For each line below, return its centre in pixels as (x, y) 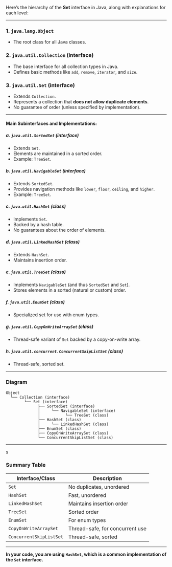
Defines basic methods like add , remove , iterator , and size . (75, 72)
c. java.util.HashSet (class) (36, 206)
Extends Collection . (34, 96)
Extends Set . (27, 148)
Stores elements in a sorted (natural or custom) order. (70, 290)
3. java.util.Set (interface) (41, 85)
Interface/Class (36, 478)
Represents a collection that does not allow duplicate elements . (81, 101)
